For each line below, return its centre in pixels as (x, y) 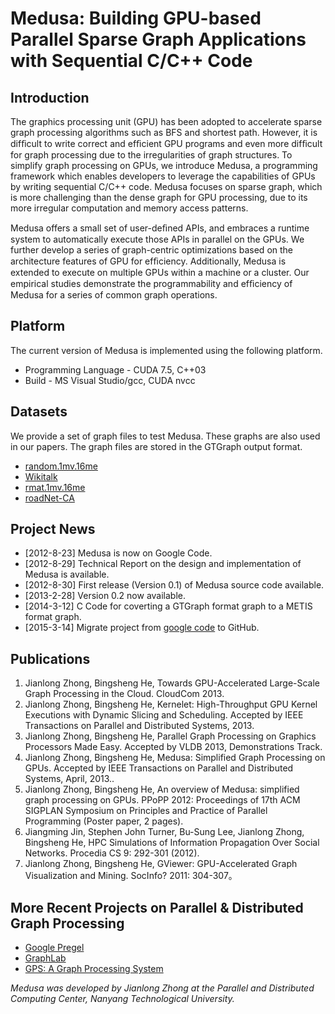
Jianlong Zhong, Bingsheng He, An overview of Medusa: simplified (162, 789)
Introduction (50, 97)
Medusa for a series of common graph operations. (114, 295)
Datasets (39, 412)
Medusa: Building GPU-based (136, 18)
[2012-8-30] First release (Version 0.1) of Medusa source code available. (174, 585)
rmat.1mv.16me (55, 487)
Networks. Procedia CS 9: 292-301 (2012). (112, 853)
